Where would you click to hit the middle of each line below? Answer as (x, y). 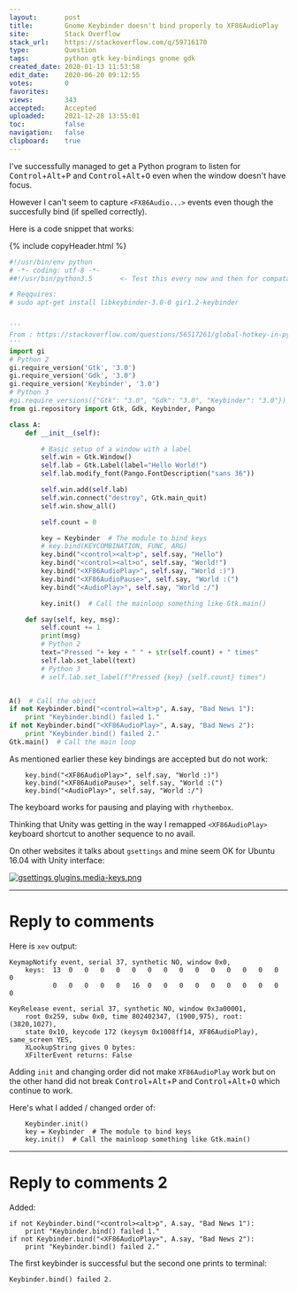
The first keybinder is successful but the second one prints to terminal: (138, 1263)
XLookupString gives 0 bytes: (81, 1047)
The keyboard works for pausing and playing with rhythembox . (122, 807)
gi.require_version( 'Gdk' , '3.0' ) (73, 376)
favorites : (29, 91)
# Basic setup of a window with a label (116, 449)
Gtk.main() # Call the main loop (73, 742)
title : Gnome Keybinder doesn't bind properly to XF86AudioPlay (144, 26)
